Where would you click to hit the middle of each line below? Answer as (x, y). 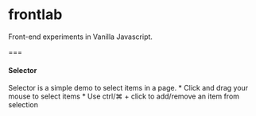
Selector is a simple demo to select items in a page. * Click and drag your (128, 88)
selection (23, 105)
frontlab (35, 15)
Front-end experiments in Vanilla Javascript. (81, 37)
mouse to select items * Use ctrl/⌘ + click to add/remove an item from (124, 96)
